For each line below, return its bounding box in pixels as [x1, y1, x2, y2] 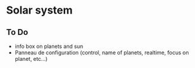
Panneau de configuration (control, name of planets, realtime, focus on [14, 49, 189, 56]
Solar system [6, 4, 73, 17]
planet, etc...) [14, 56, 48, 62]
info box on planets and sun [14, 43, 83, 50]
